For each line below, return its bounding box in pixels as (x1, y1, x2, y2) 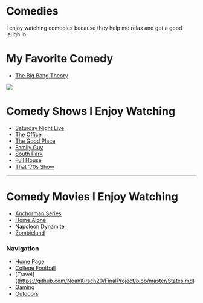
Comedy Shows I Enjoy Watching (6, 105, 176, 119)
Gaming (14, 284, 35, 291)
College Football (14, 264, 56, 272)
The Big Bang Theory (14, 71, 68, 79)
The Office (14, 131, 42, 138)
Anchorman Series (14, 210, 62, 217)
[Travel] (14, 271, 35, 278)
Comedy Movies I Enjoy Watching (6, 190, 178, 203)
